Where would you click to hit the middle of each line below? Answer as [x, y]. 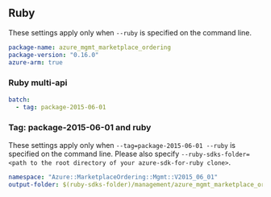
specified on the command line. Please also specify [94, 154]
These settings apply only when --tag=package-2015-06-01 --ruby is [122, 145]
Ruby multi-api [38, 83]
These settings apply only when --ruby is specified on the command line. [130, 32]
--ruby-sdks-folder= [215, 154]
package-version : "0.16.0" [54, 55]
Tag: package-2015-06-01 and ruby [80, 128]
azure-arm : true [35, 62]
